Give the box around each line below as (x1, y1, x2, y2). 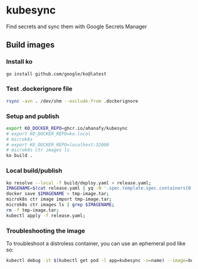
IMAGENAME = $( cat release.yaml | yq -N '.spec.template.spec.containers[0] (6, 186, 194, 191)
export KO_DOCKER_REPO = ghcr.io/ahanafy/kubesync (6, 125, 128, 131)
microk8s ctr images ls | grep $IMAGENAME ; (6, 202, 115, 208)
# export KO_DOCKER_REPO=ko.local (6, 130, 91, 137)
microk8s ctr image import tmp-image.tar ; (6, 196, 112, 203)
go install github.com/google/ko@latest (6, 71, 107, 77)
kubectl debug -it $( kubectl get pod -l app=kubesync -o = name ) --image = (6, 257, 189, 263)
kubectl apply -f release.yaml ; (6, 213, 85, 218)
